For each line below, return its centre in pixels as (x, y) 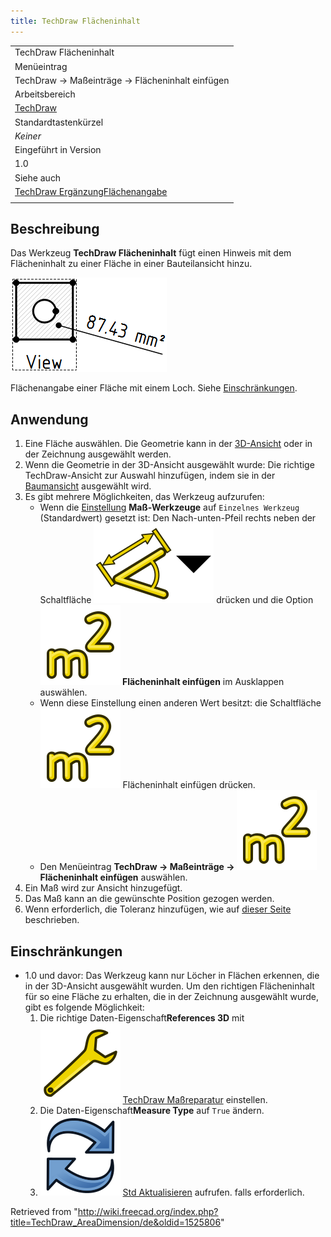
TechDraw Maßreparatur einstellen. (195, 1100)
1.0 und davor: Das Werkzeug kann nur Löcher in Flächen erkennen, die (172, 976)
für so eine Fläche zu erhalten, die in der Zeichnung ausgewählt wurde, (172, 997)
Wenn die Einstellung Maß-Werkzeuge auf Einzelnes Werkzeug (169, 507)
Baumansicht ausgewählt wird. (88, 486)
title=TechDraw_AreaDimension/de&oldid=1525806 (116, 1222)
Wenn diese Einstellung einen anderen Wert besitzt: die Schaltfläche (180, 703)
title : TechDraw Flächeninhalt (75, 21)
